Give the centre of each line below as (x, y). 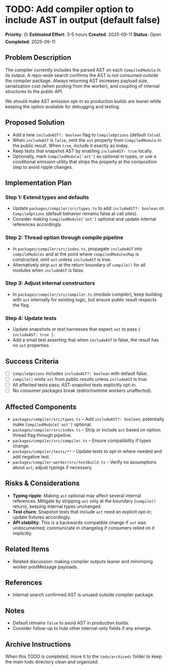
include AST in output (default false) (83, 20)
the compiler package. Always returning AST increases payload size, (77, 81)
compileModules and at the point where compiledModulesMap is (76, 254)
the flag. (21, 305)
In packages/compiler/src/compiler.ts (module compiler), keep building (87, 294)
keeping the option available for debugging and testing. (63, 106)
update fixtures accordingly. (42, 517)
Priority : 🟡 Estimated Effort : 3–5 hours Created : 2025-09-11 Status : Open (83, 34)
